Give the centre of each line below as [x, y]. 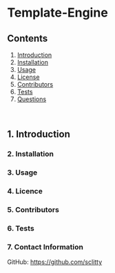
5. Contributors [33, 210]
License [28, 77]
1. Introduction [39, 134]
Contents [28, 38]
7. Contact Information [45, 247]
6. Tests [21, 228]
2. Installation [30, 154]
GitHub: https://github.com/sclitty [55, 262]
